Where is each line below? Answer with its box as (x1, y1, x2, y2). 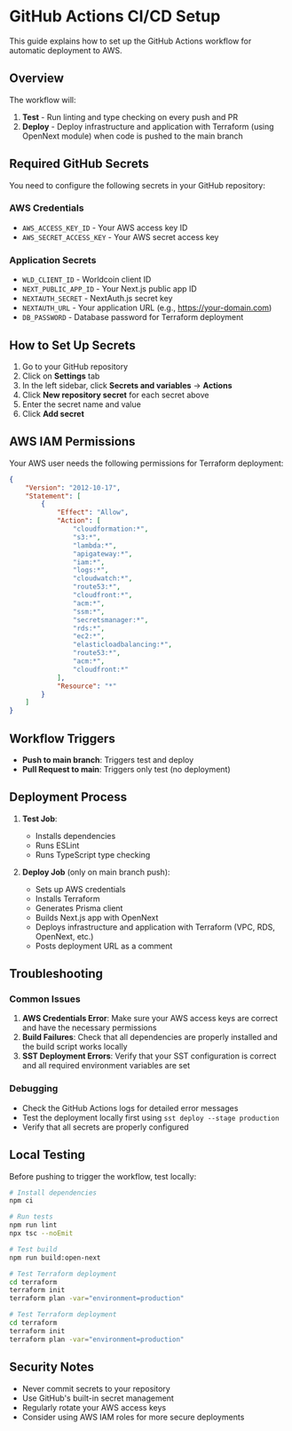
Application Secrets (9, 253, 97, 266)
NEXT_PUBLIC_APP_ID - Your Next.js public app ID (21, 284, 197, 294)
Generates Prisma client (35, 902, 123, 913)
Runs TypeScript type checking (35, 849, 151, 859)
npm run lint (9, 1220, 58, 1230)
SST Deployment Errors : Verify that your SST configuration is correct (21, 1051, 277, 1061)
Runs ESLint (35, 840, 80, 851)
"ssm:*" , (72, 607, 105, 616)
